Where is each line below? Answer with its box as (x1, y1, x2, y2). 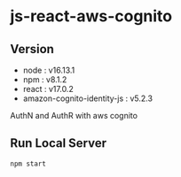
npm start (10, 159, 47, 168)
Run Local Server (10, 135, 107, 151)
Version (10, 42, 54, 57)
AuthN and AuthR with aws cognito (10, 111, 138, 120)
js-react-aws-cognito (10, 6, 173, 27)
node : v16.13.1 (22, 65, 75, 75)
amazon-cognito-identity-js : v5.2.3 (22, 93, 153, 104)
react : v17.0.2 (22, 84, 74, 94)
